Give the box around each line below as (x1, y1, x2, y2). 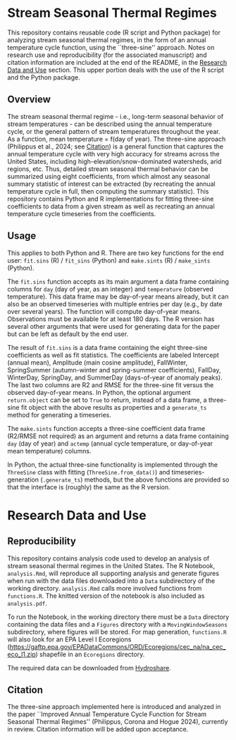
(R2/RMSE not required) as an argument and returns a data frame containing (7, 432, 229, 440)
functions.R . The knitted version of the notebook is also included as (7, 591, 205, 600)
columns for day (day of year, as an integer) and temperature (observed (7, 284, 213, 293)
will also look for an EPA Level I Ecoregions (7, 635, 132, 644)
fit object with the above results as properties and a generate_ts (20, 403, 207, 411)
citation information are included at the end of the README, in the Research (7, 58, 228, 66)
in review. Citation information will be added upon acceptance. (7, 725, 189, 734)
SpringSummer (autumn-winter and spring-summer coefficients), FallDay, (7, 365, 221, 374)
